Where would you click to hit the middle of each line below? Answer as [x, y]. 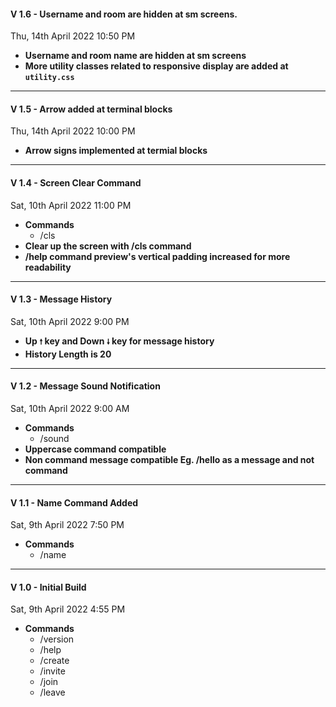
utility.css [49, 78]
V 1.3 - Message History [61, 299]
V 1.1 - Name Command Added [74, 502]
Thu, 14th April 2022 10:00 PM [73, 131]
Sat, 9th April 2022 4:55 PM [68, 609]
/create [54, 661]
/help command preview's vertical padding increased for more [157, 256]
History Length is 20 [68, 354]
